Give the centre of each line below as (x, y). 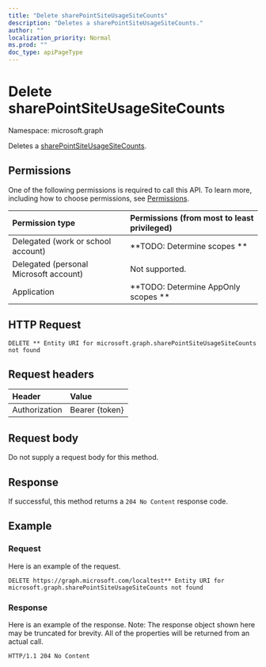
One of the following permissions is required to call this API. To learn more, (130, 190)
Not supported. (158, 269)
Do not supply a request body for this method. (84, 458)
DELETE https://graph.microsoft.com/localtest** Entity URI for (116, 581)
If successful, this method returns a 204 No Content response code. (118, 501)
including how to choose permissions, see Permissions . (99, 198)
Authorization (37, 410)
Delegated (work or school (62, 241)
